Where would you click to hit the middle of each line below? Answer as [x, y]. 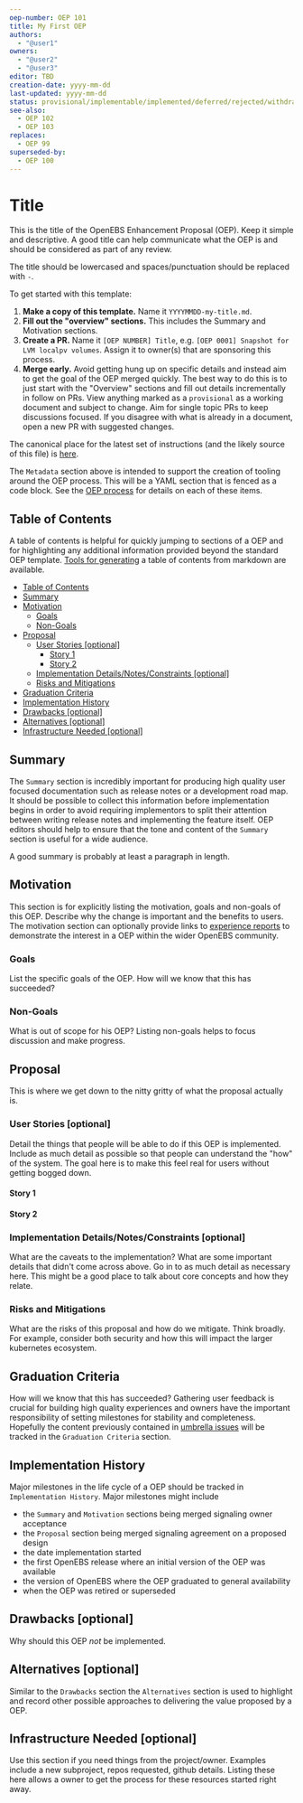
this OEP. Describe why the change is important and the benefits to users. [147, 916]
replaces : [28, 136]
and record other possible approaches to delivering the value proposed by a [151, 1701]
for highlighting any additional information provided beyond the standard [144, 550]
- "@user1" [38, 43]
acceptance [45, 1523]
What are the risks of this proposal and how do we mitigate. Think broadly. [147, 1329]
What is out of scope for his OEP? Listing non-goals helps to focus [133, 1031]
